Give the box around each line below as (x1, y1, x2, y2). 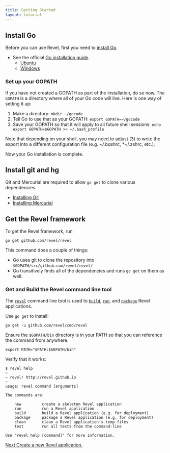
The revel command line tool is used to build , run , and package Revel (5, 297, 150, 304)
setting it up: (5, 100, 32, 107)
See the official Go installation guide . (12, 55, 90, 61)
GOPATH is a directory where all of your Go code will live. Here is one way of (5, 95, 162, 101)
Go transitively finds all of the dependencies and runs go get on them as (12, 268, 164, 274)
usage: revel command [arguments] (5, 384, 79, 389)
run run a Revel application (14, 406, 95, 411)
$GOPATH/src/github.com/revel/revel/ (12, 263, 93, 268)
